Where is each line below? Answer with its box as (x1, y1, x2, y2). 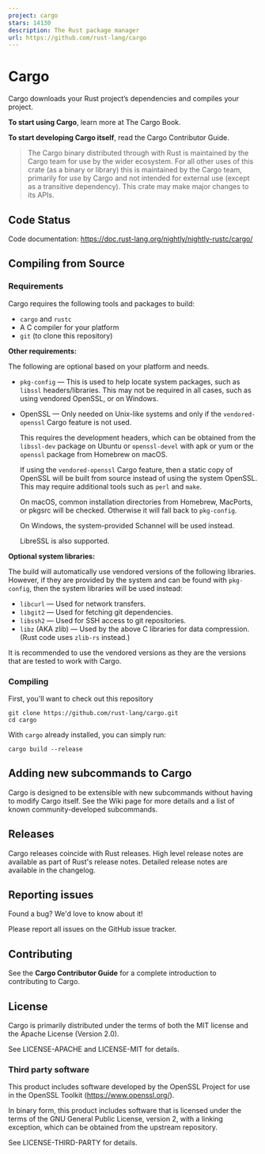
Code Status (8, 213, 71, 226)
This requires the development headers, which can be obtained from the (19, 433, 256, 442)
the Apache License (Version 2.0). (8, 1029, 119, 1039)
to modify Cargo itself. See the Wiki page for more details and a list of (8, 796, 235, 805)
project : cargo (8, 11, 59, 20)
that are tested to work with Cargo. (8, 656, 122, 665)
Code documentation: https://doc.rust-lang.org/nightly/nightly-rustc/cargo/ (8, 234, 253, 244)
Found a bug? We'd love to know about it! (8, 909, 144, 918)
